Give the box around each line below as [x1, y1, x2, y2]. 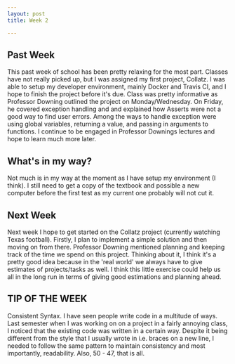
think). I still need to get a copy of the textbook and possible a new [7, 181, 200, 190]
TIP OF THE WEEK [7, 293, 88, 305]
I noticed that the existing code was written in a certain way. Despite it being [7, 326, 228, 334]
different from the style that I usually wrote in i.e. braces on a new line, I [7, 334, 215, 342]
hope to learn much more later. [7, 135, 97, 143]
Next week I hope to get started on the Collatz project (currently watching [7, 228, 221, 236]
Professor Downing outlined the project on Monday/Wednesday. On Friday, [7, 98, 224, 106]
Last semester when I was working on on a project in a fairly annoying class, [7, 319, 228, 327]
